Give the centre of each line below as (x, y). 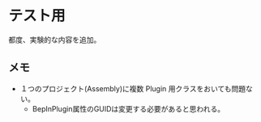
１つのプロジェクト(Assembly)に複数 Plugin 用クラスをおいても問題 (133, 88)
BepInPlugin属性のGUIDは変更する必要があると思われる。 (128, 108)
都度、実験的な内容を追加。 (55, 40)
